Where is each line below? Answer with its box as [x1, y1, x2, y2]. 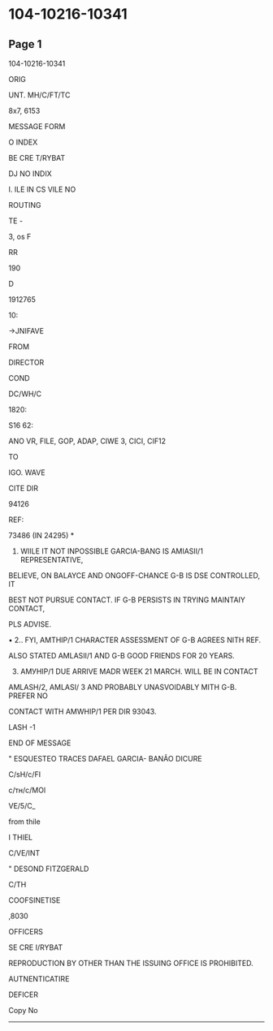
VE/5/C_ [8, 801, 36, 810]
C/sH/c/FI [8, 770, 41, 779]
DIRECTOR [8, 358, 45, 367]
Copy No [8, 1006, 38, 1015]
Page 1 [8, 37, 42, 51]
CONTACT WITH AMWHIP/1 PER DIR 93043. [8, 707, 157, 716]
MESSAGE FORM [8, 122, 66, 131]
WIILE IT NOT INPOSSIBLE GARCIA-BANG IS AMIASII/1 [19, 546, 203, 556]
